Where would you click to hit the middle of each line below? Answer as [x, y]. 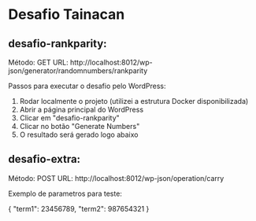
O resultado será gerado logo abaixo [79, 134]
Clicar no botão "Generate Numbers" [80, 126]
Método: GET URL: [38, 62]
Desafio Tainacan [67, 15]
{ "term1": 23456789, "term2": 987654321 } [79, 208]
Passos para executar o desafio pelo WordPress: [87, 86]
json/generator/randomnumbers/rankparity [78, 71]
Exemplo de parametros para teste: [65, 193]
